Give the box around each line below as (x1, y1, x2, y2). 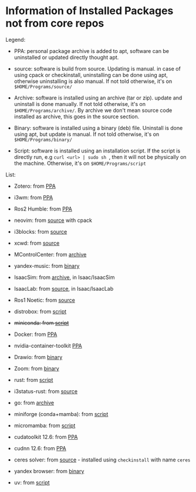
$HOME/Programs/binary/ (13, 137, 73, 142)
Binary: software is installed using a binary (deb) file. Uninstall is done (13, 124, 183, 131)
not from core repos (5, 16, 104, 30)
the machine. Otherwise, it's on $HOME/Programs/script (13, 159, 146, 167)
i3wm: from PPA (13, 194, 53, 201)
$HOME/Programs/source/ (13, 84, 73, 89)
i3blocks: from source (13, 228, 67, 235)
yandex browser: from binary (13, 467, 85, 474)
